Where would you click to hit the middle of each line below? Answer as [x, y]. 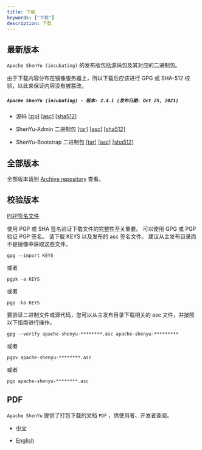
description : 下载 [29, 23]
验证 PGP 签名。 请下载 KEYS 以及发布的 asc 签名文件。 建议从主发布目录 [99, 236]
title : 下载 [21, 12]
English [25, 440]
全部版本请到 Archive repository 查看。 [56, 179]
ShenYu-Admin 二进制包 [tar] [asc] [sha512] [70, 129]
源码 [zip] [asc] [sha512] [46, 116]
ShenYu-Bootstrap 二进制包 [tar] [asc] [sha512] [75, 142]
